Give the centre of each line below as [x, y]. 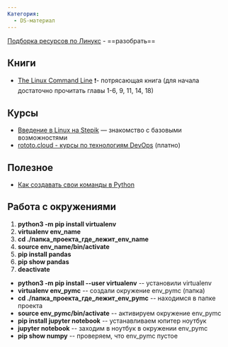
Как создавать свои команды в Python [76, 184]
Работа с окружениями [62, 207]
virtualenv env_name [49, 231]
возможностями [42, 138]
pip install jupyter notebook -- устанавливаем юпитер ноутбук [112, 321]
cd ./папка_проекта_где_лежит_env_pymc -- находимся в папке [116, 298]
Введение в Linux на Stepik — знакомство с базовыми [99, 130]
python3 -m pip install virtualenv [67, 224]
